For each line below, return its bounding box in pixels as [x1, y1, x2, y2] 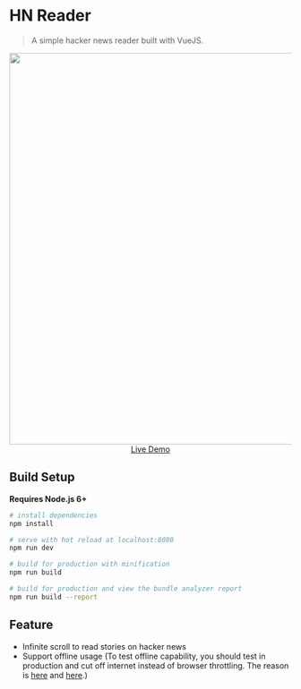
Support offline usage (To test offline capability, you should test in [21, 651, 266, 661]
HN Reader [9, 5, 91, 26]
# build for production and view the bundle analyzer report [9, 584, 243, 593]
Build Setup [9, 470, 75, 485]
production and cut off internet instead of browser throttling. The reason [21, 659, 289, 671]
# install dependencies [9, 511, 99, 520]
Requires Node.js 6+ [9, 493, 88, 504]
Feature [9, 617, 54, 633]
